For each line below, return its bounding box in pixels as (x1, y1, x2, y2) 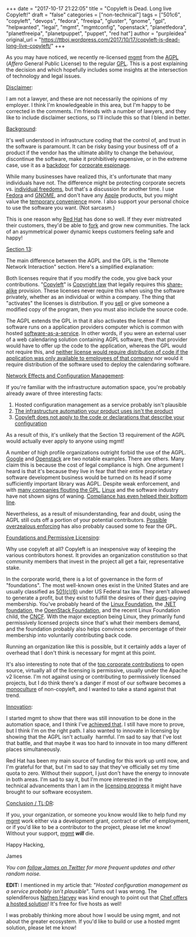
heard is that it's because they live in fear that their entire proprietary (6, 468, 172, 474)
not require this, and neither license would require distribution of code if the (6, 349, 188, 355)
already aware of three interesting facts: (6, 390, 103, 397)
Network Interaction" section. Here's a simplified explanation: (6, 264, 154, 270)
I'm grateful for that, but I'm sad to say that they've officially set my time (6, 763, 180, 770)
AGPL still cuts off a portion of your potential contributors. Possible (6, 517, 167, 523)
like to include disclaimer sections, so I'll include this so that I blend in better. (6, 114, 191, 121)
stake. (6, 564, 21, 571)
